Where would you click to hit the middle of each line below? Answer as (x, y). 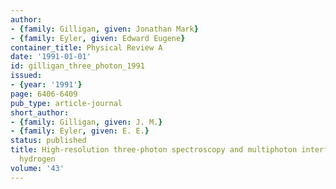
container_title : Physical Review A (86, 47)
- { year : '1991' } (46, 85)
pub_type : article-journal (66, 103)
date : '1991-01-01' (51, 57)
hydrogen (37, 159)
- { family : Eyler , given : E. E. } (80, 131)
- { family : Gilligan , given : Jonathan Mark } (104, 29)
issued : (26, 76)
